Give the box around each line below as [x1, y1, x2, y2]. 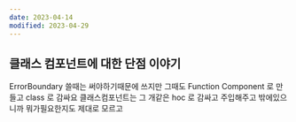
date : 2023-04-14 [9, 12, 74, 22]
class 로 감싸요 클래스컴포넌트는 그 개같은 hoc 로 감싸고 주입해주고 [25, 92, 257, 103]
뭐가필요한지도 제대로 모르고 [25, 103, 124, 114]
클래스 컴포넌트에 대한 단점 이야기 [9, 56, 182, 71]
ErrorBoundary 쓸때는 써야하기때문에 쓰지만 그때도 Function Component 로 [9, 81, 275, 92]
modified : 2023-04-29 [9, 21, 90, 30]
